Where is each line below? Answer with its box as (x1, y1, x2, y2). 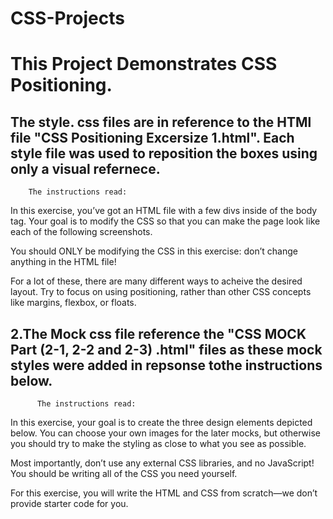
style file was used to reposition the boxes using (10, 145, 318, 162)
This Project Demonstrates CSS (10, 53, 278, 76)
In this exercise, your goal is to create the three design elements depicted (10, 417, 313, 428)
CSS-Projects (10, 7, 125, 30)
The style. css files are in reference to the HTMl (10, 113, 312, 131)
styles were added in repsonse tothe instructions (10, 357, 323, 374)
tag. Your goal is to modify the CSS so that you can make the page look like (10, 215, 321, 227)
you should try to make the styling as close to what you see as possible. (10, 438, 307, 449)
